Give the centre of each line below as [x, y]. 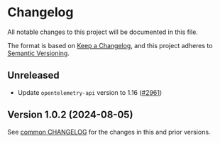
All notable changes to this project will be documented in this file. [103, 32]
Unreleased [34, 75]
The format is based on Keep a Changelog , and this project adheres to [110, 45]
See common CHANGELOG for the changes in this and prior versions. [109, 132]
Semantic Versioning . [38, 53]
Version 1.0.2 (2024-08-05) [70, 115]
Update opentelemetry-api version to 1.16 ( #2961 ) [90, 92]
